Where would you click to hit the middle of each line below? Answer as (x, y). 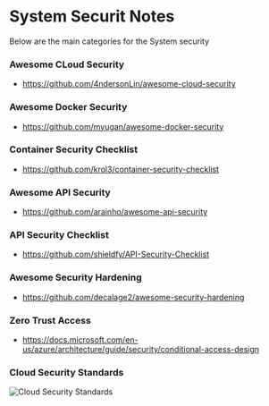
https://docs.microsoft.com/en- (80, 340)
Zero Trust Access (50, 320)
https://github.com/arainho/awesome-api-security (115, 212)
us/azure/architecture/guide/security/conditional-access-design (141, 350)
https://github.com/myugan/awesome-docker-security (123, 126)
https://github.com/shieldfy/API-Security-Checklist (116, 254)
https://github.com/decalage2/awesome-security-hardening (133, 297)
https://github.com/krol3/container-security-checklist (121, 169)
